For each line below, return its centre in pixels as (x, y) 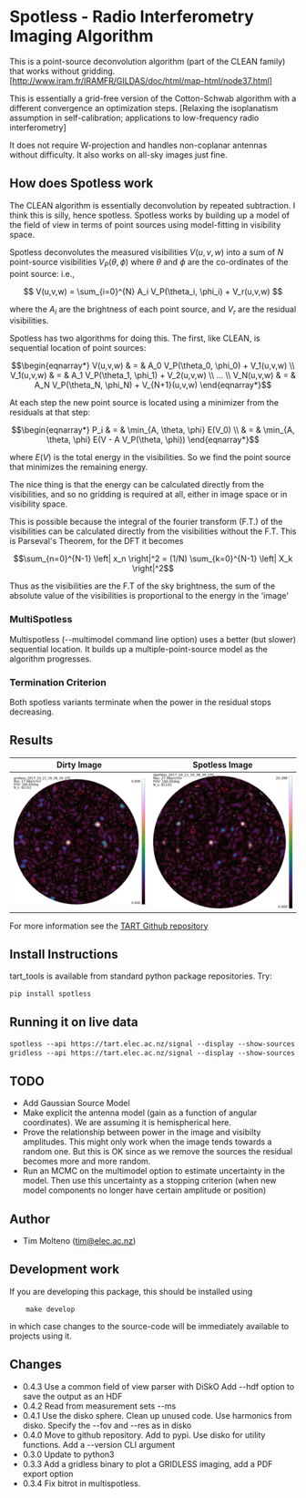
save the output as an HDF (72, 1396)
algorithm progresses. (51, 659)
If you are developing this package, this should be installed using (131, 1291)
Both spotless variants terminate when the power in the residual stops (140, 702)
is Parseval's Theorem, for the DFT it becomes (97, 541)
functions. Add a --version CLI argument (99, 1444)
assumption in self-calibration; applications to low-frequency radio (134, 118)
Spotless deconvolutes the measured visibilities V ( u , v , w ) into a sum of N (147, 251)
